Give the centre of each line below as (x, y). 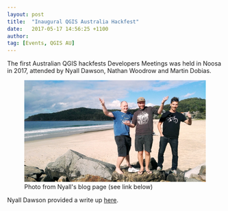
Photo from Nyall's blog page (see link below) (89, 187)
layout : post (26, 14)
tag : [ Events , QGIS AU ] (41, 43)
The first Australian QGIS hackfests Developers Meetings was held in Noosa (114, 64)
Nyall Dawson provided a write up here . (63, 200)
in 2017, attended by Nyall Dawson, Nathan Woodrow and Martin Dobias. (109, 71)
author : (18, 36)
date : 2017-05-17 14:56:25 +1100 (58, 29)
